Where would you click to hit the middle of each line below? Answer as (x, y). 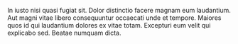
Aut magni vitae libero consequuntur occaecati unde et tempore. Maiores (114, 18)
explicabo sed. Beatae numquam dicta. (64, 33)
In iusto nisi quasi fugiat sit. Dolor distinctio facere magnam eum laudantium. (119, 10)
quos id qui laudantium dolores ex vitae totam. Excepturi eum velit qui (109, 25)
